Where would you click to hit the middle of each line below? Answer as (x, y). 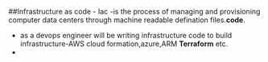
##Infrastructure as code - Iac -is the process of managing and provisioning (134, 12)
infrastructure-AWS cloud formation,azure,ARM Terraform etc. (124, 44)
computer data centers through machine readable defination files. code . (127, 20)
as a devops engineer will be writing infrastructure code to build (126, 35)
